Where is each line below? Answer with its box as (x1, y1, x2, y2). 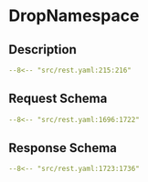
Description (8, 42, 77, 57)
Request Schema (8, 91, 108, 106)
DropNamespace (8, 5, 140, 26)
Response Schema (8, 140, 118, 156)
